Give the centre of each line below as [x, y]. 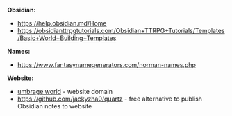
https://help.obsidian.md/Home [62, 23]
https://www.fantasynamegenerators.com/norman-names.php [107, 65]
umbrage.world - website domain [65, 91]
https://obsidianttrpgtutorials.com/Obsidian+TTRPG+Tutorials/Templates [121, 31]
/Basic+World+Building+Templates [67, 38]
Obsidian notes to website [55, 106]
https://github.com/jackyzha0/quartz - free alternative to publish [110, 99]
